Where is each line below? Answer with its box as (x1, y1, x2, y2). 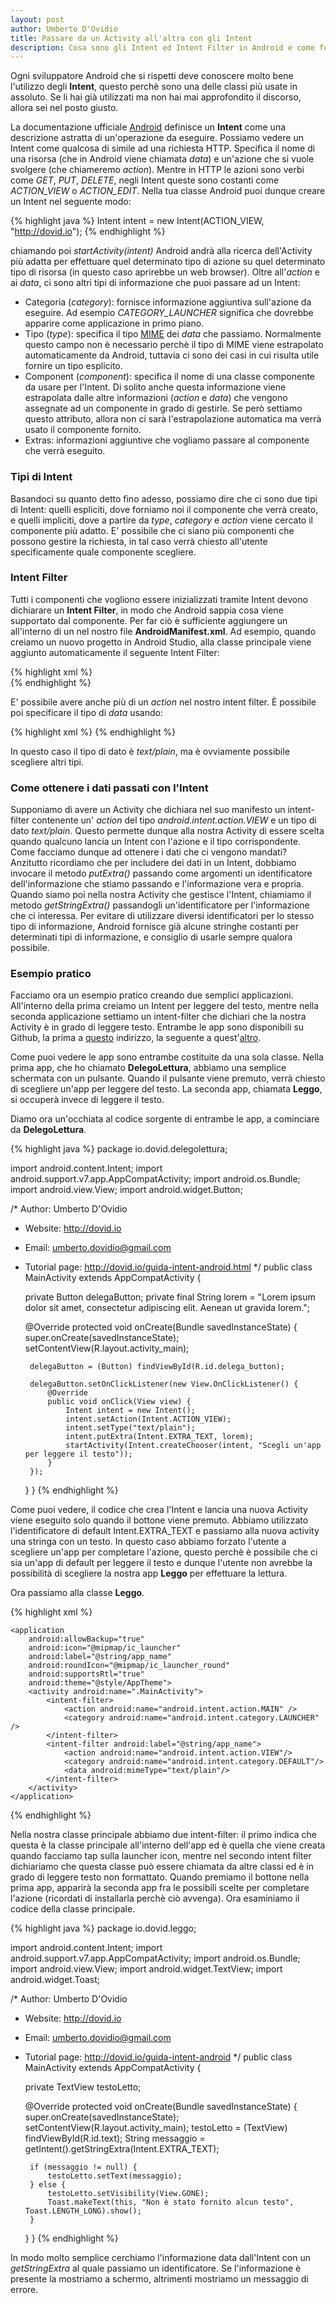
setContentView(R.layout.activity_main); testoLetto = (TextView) (24, 2122, 288, 2134)
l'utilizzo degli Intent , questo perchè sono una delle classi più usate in (10, 81, 298, 93)
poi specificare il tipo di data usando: (10, 706, 163, 718)
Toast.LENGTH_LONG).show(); (24, 2206, 142, 2216)
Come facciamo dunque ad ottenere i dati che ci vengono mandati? (10, 846, 288, 858)
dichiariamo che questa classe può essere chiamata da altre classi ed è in (10, 1861, 314, 1873)
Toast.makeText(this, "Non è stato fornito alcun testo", (47, 2197, 295, 2208)
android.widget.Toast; (10, 1974, 100, 1986)
